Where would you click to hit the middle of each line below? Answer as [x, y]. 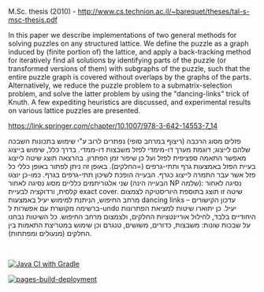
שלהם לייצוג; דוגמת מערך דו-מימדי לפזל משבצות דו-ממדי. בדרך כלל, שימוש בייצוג [129, 150]
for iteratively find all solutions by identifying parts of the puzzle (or [117, 60]
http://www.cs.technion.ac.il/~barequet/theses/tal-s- [164, 11]
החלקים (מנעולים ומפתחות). [50, 233]
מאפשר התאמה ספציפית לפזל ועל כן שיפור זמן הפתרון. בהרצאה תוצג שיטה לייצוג [127, 158]
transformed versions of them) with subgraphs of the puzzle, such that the [129, 69]
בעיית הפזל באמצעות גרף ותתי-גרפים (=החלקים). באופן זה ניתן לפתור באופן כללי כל [132, 166]
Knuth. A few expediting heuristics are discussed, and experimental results [130, 102]
